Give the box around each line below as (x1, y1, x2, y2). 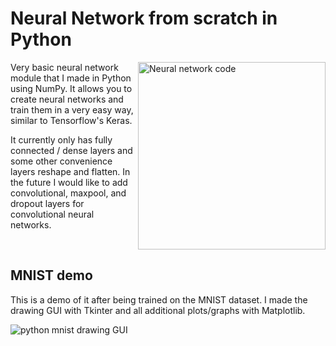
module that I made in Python (10, 72, 132, 84)
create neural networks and (10, 93, 124, 105)
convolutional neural (10, 208, 95, 220)
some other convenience (10, 155, 113, 167)
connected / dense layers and (10, 144, 133, 156)
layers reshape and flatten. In (10, 165, 131, 177)
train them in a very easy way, (10, 103, 134, 116)
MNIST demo (10, 267, 93, 284)
